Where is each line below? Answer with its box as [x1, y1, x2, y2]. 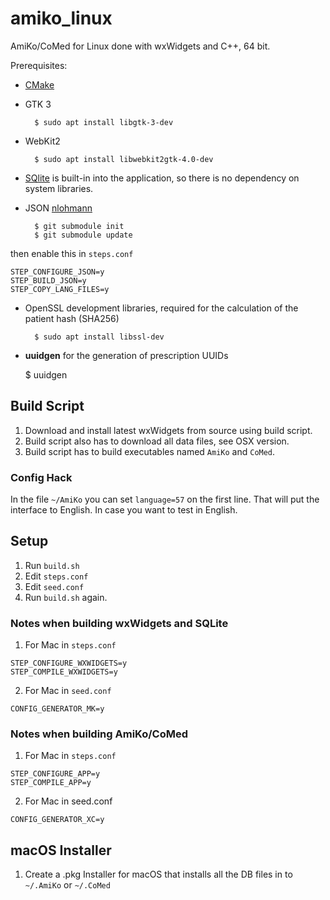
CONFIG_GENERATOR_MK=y [10, 704, 105, 714]
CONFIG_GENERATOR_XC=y [10, 815, 105, 825]
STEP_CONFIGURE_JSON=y [10, 267, 105, 277]
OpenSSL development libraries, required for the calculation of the [24, 302, 299, 314]
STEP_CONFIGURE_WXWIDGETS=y [10, 658, 128, 669]
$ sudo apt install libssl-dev [34, 332, 165, 342]
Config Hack [10, 470, 73, 484]
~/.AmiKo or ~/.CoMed [24, 879, 111, 891]
